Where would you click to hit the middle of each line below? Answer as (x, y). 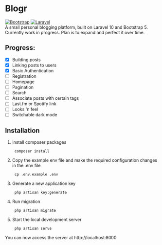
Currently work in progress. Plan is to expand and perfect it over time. (75, 32)
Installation (22, 130)
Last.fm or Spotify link (34, 104)
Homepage (23, 82)
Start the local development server (47, 220)
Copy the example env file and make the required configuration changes (84, 160)
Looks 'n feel (25, 109)
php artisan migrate (35, 211)
